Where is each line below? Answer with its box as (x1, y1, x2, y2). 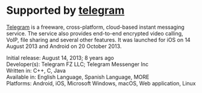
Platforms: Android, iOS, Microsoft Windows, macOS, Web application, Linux (6, 79, 196, 87)
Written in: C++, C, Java (6, 67, 66, 74)
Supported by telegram (6, 4, 125, 17)
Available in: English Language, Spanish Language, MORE (6, 73, 150, 80)
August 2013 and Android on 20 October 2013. (6, 43, 122, 50)
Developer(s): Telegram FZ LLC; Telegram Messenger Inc (6, 61, 149, 68)
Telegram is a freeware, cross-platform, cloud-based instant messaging (6, 23, 185, 31)
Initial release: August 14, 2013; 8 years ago (6, 54, 115, 61)
